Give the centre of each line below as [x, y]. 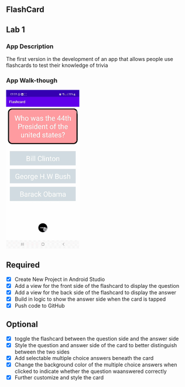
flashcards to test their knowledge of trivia [57, 65]
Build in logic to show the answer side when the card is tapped [90, 299]
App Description [30, 46]
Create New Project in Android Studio [60, 279]
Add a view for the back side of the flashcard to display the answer [95, 292]
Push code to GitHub [40, 306]
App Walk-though [32, 80]
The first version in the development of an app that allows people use [90, 59]
